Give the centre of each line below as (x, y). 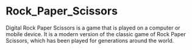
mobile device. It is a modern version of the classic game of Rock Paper (96, 34)
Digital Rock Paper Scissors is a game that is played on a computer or (93, 28)
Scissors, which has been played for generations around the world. (90, 40)
